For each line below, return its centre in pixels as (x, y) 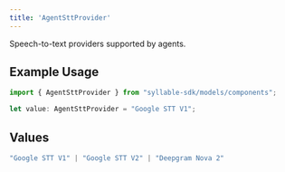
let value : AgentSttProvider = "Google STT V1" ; (103, 110)
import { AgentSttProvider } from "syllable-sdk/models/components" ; (143, 93)
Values (29, 137)
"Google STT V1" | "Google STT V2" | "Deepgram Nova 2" (117, 158)
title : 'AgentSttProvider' (60, 18)
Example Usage (54, 72)
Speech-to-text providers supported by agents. (98, 43)
